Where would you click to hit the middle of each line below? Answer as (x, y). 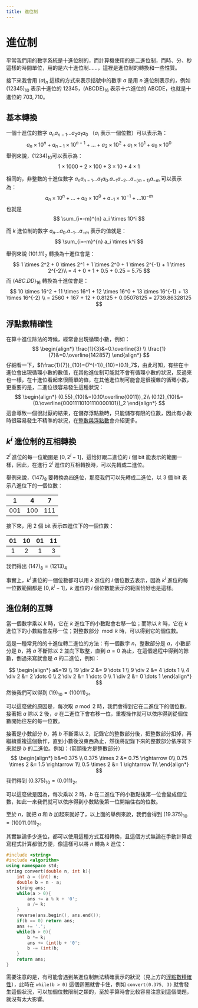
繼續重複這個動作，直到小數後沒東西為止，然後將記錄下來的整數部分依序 (94, 741)
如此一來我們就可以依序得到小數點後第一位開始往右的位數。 (88, 802)
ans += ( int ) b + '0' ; (54, 943)
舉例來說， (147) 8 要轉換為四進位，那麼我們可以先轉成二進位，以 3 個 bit (93, 478)
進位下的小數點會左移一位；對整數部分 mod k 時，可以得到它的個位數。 (94, 631)
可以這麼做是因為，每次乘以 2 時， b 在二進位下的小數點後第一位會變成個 (94, 794)
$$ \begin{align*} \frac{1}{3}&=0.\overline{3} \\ (89, 349)
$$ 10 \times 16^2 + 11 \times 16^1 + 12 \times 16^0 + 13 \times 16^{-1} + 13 (99, 291)
